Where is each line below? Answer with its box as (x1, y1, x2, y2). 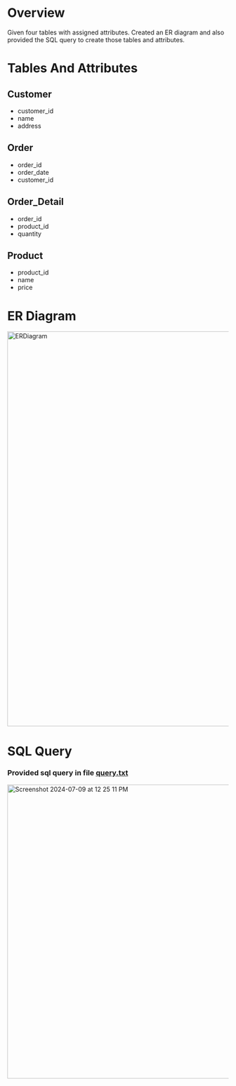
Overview (7, 5, 65, 21)
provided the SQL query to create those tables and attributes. (7, 35, 185, 44)
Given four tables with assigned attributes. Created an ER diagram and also (7, 28, 225, 37)
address (17, 121, 41, 130)
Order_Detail (7, 196, 65, 208)
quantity (17, 230, 42, 238)
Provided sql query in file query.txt (7, 768, 129, 778)
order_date (17, 168, 49, 176)
